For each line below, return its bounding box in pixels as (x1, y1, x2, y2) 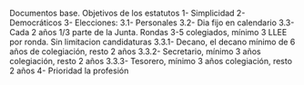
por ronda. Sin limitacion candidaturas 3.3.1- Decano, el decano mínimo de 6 (9, 36, 296, 47)
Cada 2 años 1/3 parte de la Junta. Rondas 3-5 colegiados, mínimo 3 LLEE (9, 27, 288, 37)
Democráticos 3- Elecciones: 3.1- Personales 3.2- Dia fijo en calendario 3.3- (9, 17, 295, 28)
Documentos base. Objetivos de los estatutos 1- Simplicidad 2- (9, 8, 246, 18)
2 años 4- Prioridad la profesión (9, 65, 129, 76)
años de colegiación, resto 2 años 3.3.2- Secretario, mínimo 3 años (9, 46, 261, 57)
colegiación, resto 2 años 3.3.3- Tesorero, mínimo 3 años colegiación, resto (9, 56, 293, 66)
